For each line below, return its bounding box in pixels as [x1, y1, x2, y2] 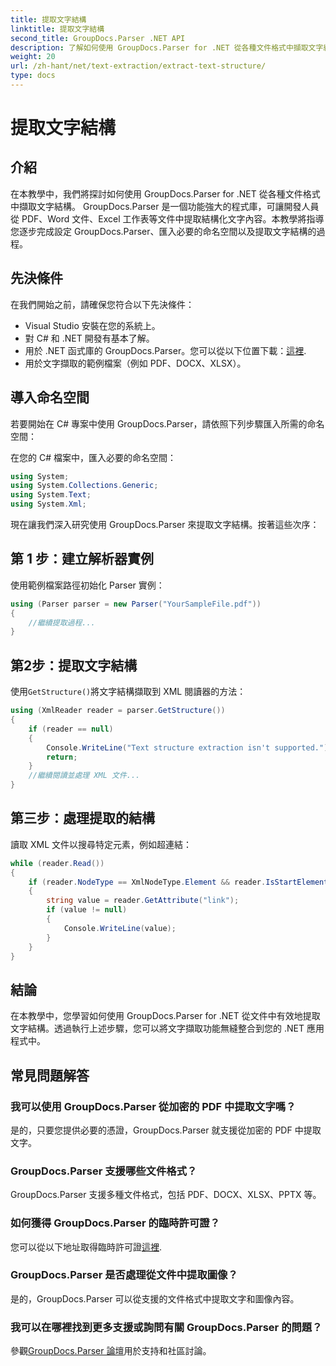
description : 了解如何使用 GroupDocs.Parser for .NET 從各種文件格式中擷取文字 [10, 42, 324, 53]
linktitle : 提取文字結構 [10, 24, 105, 34]
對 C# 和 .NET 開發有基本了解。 [24, 332, 155, 344]
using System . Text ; [10, 490, 92, 500]
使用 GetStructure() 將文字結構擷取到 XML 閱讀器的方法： [10, 686, 247, 698]
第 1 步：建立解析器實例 [10, 551, 154, 568]
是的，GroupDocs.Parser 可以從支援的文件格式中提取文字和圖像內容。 [10, 1292, 300, 1305]
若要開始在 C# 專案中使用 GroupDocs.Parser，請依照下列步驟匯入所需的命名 [10, 417, 325, 430]
